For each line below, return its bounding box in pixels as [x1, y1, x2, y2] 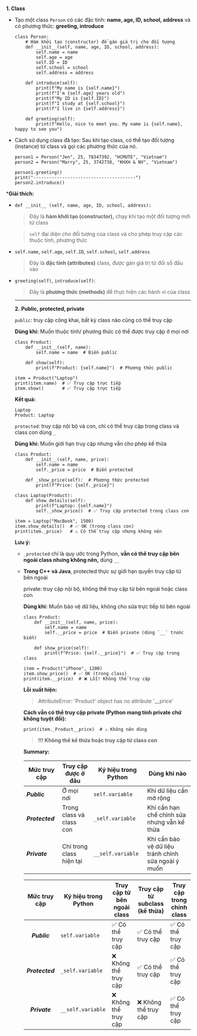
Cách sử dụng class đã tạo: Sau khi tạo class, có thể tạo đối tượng [14, 137, 175, 143]
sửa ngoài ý [147, 857, 179, 865]
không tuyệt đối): [23, 715, 66, 722]
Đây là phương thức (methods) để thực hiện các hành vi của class [29, 289, 191, 295]
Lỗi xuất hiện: [23, 686, 57, 693]
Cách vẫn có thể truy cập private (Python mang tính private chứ [23, 709, 182, 716]
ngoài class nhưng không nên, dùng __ [23, 557, 120, 563]
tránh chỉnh [147, 850, 179, 858]
